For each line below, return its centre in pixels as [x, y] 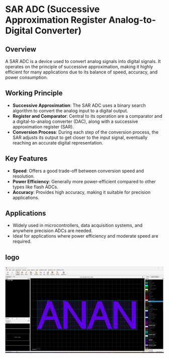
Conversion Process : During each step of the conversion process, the [86, 132]
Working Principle [34, 93]
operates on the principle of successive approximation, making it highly [79, 67]
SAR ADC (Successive [53, 9]
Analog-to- [132, 20]
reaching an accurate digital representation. [58, 142]
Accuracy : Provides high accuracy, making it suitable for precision [81, 192]
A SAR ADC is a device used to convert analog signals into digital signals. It [83, 61]
